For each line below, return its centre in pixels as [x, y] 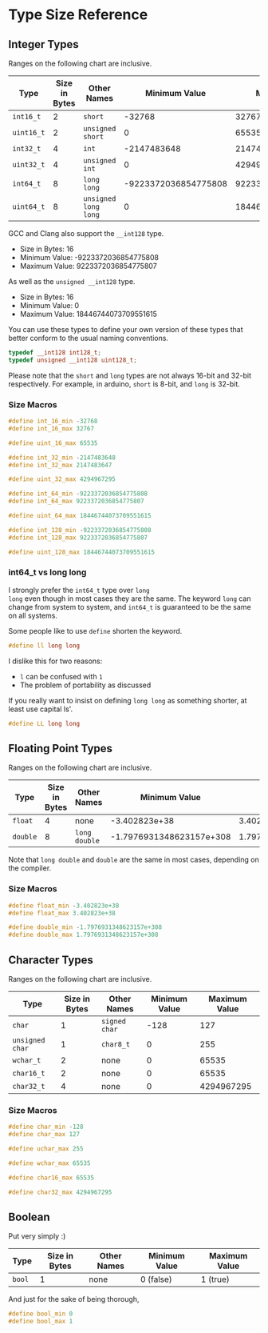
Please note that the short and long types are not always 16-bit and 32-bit [130, 375]
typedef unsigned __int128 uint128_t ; [73, 360]
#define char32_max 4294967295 [60, 1192]
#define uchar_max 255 [46, 1149]
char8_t [115, 1045]
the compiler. [30, 868]
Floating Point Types [61, 749]
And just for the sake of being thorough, [74, 1299]
